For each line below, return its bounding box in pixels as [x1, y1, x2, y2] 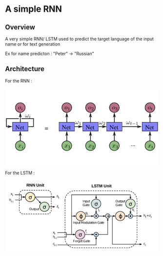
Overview [5, 23, 36, 31]
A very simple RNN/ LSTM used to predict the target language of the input [5, 36, 154, 42]
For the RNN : [5, 77, 33, 84]
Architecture [5, 65, 45, 73]
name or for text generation [5, 41, 61, 47]
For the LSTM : [5, 170, 35, 176]
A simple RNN [5, 3, 62, 15]
